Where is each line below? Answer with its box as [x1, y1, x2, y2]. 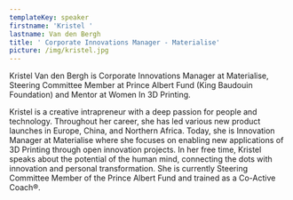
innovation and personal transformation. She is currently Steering [9, 164, 249, 174]
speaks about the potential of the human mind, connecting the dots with [9, 154, 273, 164]
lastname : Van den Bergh [9, 29, 101, 38]
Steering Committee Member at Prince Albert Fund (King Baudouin [9, 80, 253, 91]
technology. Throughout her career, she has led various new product [9, 116, 261, 127]
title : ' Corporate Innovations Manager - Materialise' [9, 37, 220, 47]
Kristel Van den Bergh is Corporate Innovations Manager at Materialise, [9, 70, 269, 81]
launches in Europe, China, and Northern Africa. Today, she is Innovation [9, 125, 275, 136]
